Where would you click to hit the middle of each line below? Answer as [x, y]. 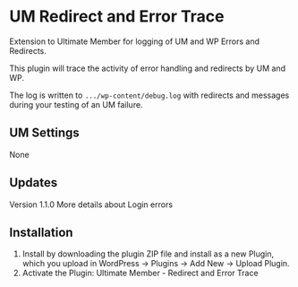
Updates [34, 183]
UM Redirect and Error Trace [117, 17]
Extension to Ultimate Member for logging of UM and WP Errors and [135, 41]
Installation [41, 232]
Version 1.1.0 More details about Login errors [91, 204]
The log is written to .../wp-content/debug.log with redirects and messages [149, 95]
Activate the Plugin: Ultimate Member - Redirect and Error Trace [140, 273]
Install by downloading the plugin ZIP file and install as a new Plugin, [148, 254]
